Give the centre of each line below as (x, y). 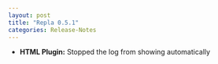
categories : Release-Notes (52, 30)
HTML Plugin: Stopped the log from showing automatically (115, 52)
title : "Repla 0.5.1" (44, 23)
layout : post (30, 15)
